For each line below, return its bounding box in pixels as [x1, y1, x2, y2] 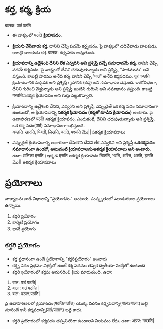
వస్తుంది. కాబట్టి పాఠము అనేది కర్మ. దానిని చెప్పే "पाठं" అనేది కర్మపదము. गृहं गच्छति [12, 73, 150, 79]
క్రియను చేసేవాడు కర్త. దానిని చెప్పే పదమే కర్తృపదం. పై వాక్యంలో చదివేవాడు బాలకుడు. [12, 43, 158, 49]
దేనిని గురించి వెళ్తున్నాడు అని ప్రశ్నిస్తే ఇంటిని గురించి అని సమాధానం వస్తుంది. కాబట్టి [12, 85, 153, 92]
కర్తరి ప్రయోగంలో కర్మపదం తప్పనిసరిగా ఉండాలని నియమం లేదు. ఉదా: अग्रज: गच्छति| [12, 317, 154, 323]
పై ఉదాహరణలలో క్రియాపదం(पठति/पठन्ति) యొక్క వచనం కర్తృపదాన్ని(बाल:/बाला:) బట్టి [5, 300, 148, 306]
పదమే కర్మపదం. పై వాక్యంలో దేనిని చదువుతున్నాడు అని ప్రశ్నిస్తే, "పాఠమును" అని [12, 66, 150, 72]
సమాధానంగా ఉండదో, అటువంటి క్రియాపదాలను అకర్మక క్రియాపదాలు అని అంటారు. [12, 146, 151, 152]
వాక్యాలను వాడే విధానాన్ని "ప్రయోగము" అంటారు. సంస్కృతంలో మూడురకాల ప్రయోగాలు [5, 195, 155, 201]
